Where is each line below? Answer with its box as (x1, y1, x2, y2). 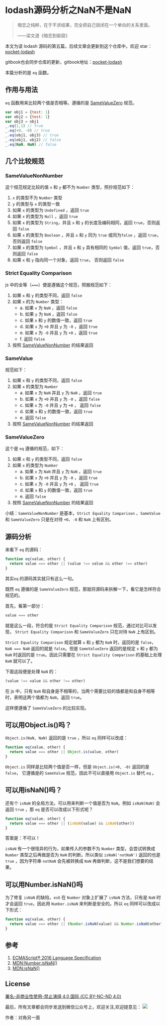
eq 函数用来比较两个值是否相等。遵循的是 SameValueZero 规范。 (5, 100, 137, 106)
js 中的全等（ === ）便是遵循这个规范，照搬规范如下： (5, 282, 113, 288)
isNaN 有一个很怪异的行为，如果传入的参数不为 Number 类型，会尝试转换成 (5, 846, 156, 852)
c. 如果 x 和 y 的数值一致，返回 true (19, 317, 93, 323)
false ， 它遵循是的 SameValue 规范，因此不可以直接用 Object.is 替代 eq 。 (5, 770, 157, 776)
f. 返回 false (19, 336, 45, 342)
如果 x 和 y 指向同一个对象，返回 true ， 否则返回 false (12, 257, 124, 263)
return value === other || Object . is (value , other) (9, 750, 119, 755)
